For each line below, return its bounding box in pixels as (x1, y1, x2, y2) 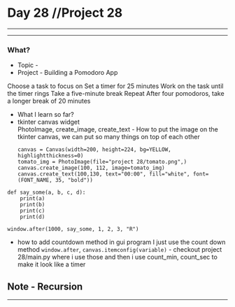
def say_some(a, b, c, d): (7, 189, 86, 197)
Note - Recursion (7, 280, 83, 292)
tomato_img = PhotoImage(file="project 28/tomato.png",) (17, 159, 187, 166)
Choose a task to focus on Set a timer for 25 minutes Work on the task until (7, 82, 224, 90)
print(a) (20, 195, 45, 202)
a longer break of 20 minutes (7, 97, 91, 106)
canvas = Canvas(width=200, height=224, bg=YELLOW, (17, 146, 171, 153)
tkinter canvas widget (17, 117, 80, 127)
